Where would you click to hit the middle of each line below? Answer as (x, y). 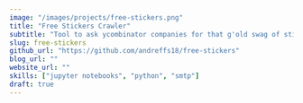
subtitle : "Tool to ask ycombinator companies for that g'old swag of (145, 34)
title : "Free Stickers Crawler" (70, 26)
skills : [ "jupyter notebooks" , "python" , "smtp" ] (105, 76)
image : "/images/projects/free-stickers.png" (96, 17)
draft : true (32, 84)
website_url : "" (40, 68)
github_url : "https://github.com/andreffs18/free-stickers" (125, 51)
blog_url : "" (34, 59)
